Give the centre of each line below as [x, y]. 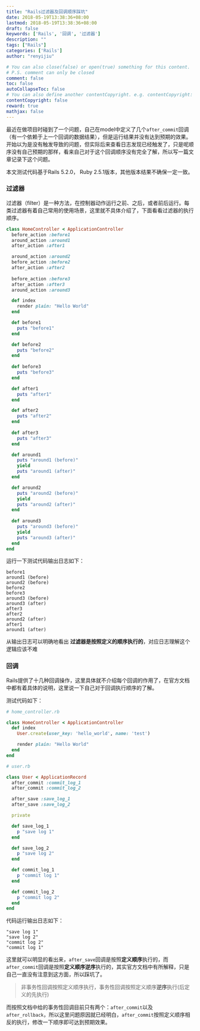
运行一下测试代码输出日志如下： [45, 561]
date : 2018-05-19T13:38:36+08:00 [48, 17]
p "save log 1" [36, 831]
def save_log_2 [30, 848]
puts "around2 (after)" [46, 504]
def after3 [25, 433]
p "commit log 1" [38, 876]
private [21, 816]
